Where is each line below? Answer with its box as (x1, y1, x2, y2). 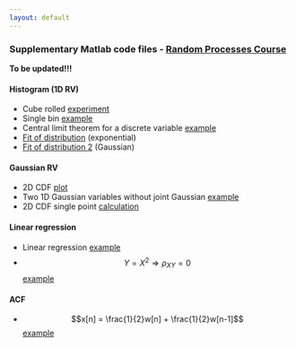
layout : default (9, 13, 70, 22)
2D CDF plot (22, 182, 68, 193)
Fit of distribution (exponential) (22, 132, 137, 143)
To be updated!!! (9, 63, 73, 74)
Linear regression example (22, 241, 121, 252)
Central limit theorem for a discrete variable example (22, 123, 217, 134)
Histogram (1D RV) (9, 83, 79, 94)
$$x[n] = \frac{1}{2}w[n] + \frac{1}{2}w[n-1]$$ (71, 314, 244, 325)
